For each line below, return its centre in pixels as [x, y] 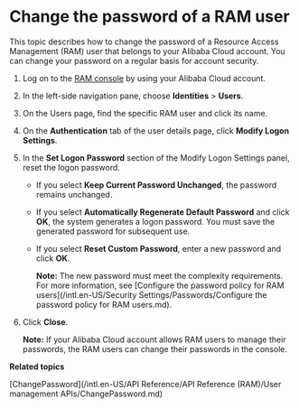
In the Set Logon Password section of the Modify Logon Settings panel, [156, 158]
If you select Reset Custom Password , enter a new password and [159, 248]
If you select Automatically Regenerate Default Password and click [163, 212]
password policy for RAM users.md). [104, 304]
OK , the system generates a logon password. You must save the [155, 221]
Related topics [37, 366]
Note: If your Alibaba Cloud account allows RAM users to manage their [154, 339]
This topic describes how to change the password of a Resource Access [144, 42]
